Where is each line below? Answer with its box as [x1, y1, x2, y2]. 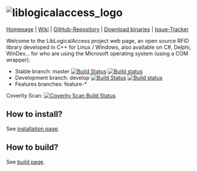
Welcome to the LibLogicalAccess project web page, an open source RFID [6, 37, 190, 44]
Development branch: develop [14, 74, 90, 81]
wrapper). [6, 56, 31, 63]
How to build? [6, 142, 59, 153]
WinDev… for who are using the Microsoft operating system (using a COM [6, 49, 189, 57]
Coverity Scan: [6, 92, 43, 99]
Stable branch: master [14, 67, 70, 74]
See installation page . [6, 125, 60, 132]
